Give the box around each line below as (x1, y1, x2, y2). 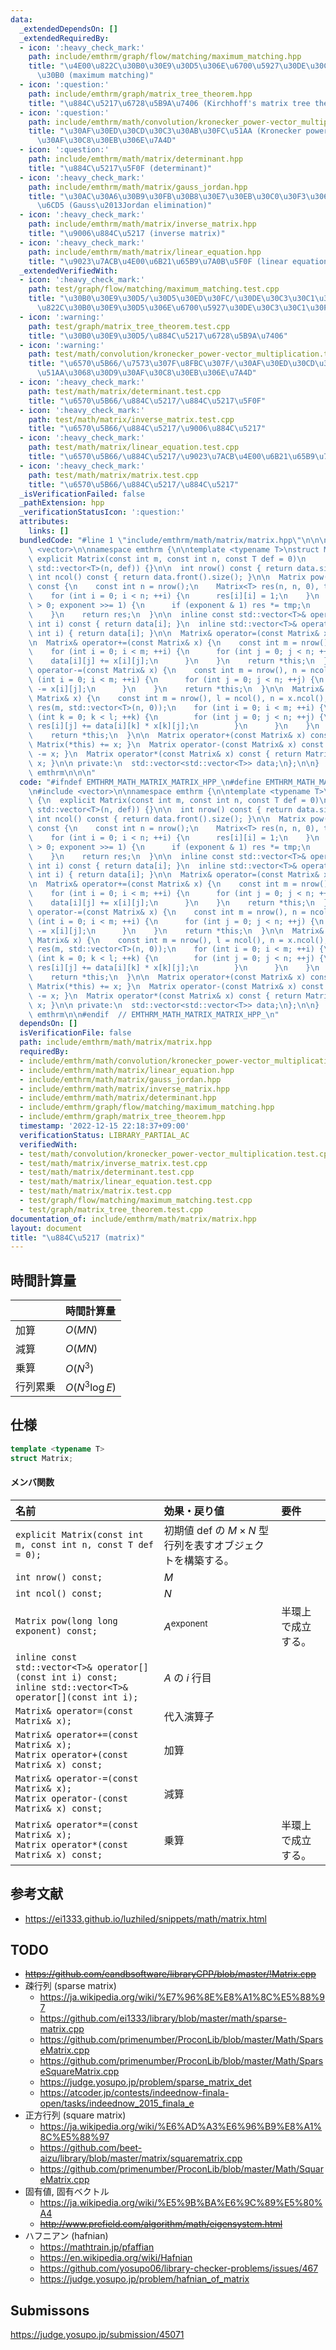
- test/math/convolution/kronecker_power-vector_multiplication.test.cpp (19, 1149, 333, 1159)
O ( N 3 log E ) (65, 1378, 117, 1394)
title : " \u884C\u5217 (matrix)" (10, 1232, 145, 1243)
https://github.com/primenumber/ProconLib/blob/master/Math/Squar (39, 2163, 325, 2175)
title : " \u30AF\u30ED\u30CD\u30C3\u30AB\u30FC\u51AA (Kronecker (28, 126, 302, 136)
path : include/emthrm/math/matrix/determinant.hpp (28, 154, 244, 164)
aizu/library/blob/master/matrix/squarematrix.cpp (39, 2152, 243, 2165)
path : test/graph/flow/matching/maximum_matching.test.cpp (28, 284, 280, 295)
